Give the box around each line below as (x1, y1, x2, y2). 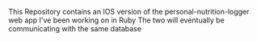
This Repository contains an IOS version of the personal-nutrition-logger (8, 7, 250, 16)
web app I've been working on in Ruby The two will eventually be (8, 15, 225, 25)
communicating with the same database (8, 24, 141, 33)
